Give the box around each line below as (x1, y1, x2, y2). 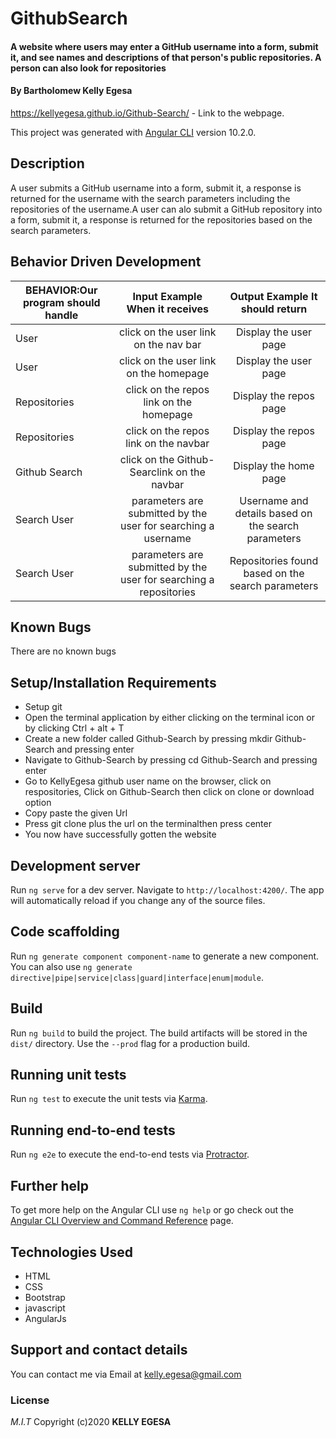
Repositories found (229, 553, 319, 567)
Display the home (233, 458, 315, 472)
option (24, 797, 52, 809)
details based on (234, 506, 313, 520)
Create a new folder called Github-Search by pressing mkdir (24, 733, 273, 745)
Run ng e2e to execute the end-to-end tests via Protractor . (10, 1148, 250, 1161)
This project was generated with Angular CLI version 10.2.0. (10, 126, 257, 138)
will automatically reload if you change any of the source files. (10, 895, 266, 907)
